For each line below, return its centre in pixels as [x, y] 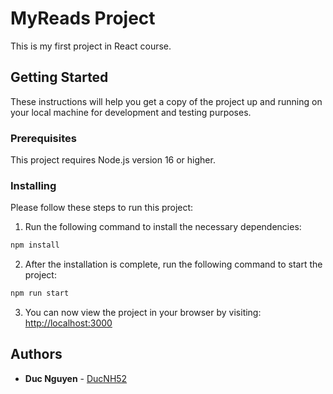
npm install [35, 245]
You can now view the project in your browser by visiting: [143, 313]
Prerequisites [43, 138]
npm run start [40, 293]
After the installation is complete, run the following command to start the [173, 264]
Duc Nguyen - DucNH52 [76, 378]
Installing [33, 185]
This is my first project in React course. [91, 46]
